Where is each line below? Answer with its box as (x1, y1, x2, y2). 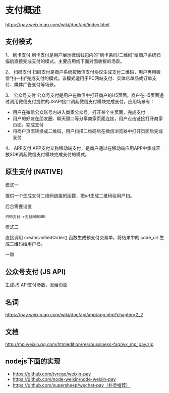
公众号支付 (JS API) (5, 268, 66, 276)
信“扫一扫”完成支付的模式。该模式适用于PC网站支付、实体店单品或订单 (5, 75, 152, 81)
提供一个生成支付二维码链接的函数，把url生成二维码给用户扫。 (5, 192, 135, 199)
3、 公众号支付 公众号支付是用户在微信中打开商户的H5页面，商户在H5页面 (5, 92, 159, 98)
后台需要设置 (5, 203, 32, 209)
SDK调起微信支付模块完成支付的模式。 (9, 151, 90, 157)
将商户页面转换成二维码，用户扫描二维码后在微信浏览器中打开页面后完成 (12, 128, 163, 134)
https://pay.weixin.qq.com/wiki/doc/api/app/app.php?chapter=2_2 (5, 312, 143, 318)
